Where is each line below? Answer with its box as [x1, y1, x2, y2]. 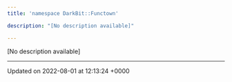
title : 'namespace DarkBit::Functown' [7, 10, 119, 17]
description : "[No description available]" [7, 22, 135, 29]
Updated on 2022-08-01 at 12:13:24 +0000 [7, 66, 130, 75]
